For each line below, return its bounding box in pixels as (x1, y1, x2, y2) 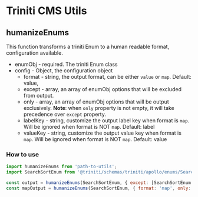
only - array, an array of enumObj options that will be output (23, 98, 169, 105)
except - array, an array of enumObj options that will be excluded (23, 86, 181, 92)
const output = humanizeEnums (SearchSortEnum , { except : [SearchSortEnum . (6, 180, 194, 186)
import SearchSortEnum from (6, 169, 75, 175)
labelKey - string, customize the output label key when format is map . (23, 117, 190, 124)
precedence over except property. (23, 111, 106, 118)
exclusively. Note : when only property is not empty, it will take (23, 105, 175, 111)
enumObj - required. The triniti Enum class (14, 61, 118, 68)
